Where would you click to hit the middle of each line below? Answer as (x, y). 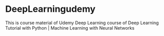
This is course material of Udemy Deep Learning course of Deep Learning (82, 23)
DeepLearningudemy (50, 9)
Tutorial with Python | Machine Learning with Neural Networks (70, 28)
